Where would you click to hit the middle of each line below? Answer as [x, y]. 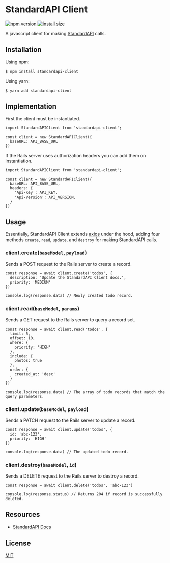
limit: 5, [20, 334]
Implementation [31, 106]
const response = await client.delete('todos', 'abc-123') [69, 485]
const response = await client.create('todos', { [59, 273]
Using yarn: [17, 81]
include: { [21, 356]
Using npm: [17, 62]
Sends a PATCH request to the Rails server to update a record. [70, 420]
